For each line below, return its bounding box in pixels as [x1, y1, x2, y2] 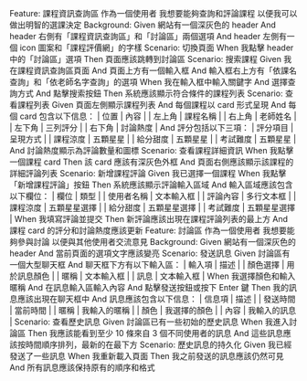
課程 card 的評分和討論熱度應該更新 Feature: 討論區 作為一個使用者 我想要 [9, 225, 288, 236]
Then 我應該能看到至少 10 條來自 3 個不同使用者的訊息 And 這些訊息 [26, 328, 283, 338]
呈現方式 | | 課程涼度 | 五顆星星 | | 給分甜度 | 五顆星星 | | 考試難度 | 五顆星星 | [9, 133, 297, 144]
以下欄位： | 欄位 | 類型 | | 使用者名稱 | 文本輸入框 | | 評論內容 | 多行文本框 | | [9, 191, 297, 201]
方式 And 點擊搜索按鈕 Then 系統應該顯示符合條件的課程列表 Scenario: [16, 88, 283, 99]
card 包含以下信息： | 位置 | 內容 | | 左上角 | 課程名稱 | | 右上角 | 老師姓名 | [19, 111, 297, 122]
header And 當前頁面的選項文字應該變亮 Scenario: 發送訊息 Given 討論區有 [9, 248, 291, 259]
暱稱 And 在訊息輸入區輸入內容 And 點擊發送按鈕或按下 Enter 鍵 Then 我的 [9, 282, 290, 292]
